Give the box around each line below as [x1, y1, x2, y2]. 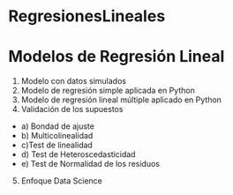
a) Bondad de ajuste [20, 121, 94, 131]
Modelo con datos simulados [20, 76, 127, 86]
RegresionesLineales [8, 6, 166, 26]
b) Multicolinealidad [20, 131, 94, 141]
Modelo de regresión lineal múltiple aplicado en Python [20, 94, 222, 105]
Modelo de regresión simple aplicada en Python [20, 86, 195, 96]
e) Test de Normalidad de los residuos [20, 159, 161, 169]
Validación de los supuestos [20, 104, 124, 115]
